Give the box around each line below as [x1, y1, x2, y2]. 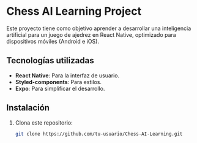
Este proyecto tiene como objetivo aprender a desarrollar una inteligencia [6, 25, 191, 32]
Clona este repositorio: [15, 118, 73, 126]
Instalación [6, 102, 50, 113]
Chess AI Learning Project [6, 4, 142, 18]
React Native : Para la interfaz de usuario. [15, 72, 120, 79]
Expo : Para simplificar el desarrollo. [15, 85, 105, 92]
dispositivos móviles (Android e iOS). [6, 37, 100, 45]
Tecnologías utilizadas [6, 55, 94, 66]
